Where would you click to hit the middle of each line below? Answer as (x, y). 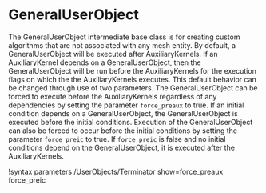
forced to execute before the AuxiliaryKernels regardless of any (113, 96)
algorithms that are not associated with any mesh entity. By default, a (122, 45)
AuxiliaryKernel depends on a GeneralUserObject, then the (105, 62)
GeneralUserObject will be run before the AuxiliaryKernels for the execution (133, 70)
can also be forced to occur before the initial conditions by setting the (123, 131)
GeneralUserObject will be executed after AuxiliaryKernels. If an (113, 54)
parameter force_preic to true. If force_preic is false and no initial (117, 139)
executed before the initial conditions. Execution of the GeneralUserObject (131, 122)
